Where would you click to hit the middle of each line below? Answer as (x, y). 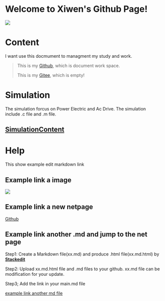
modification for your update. (35, 274)
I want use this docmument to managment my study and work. (69, 56)
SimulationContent (35, 130)
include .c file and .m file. (31, 114)
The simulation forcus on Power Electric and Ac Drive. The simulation (76, 109)
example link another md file (34, 293)
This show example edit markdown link (45, 164)
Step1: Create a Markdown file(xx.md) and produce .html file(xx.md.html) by (82, 254)
